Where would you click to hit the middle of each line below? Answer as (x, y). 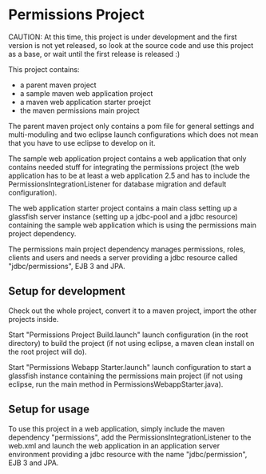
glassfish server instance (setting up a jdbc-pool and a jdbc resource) (123, 216)
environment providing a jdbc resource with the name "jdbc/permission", (128, 454)
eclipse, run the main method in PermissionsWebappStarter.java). (116, 384)
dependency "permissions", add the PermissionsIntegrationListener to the (130, 437)
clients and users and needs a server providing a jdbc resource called (123, 257)
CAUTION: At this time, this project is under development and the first (123, 37)
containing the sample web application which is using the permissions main (133, 225)
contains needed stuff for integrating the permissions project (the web (124, 167)
